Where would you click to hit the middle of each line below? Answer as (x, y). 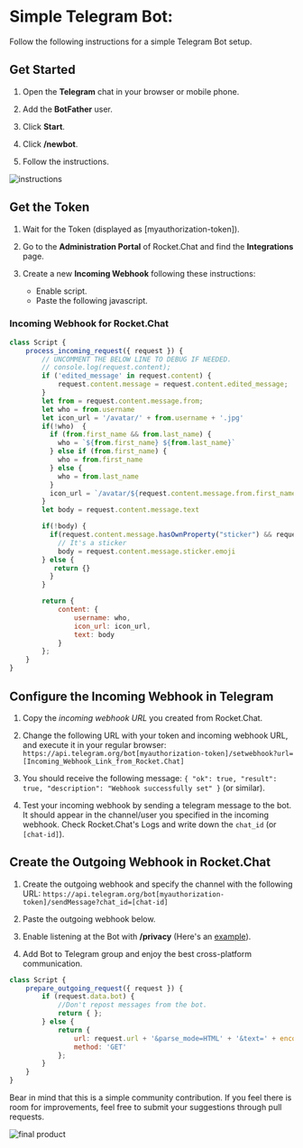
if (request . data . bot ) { (88, 997)
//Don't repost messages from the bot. (132, 1005)
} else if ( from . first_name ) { (108, 451)
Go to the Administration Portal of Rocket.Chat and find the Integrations (158, 246)
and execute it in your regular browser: (94, 744)
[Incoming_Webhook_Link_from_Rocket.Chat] (103, 761)
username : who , (102, 618)
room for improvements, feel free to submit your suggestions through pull (146, 1107)
